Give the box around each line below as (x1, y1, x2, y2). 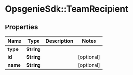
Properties (5, 23, 38, 31)
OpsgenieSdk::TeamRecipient (5, 3, 129, 15)
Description (45, 38, 74, 44)
